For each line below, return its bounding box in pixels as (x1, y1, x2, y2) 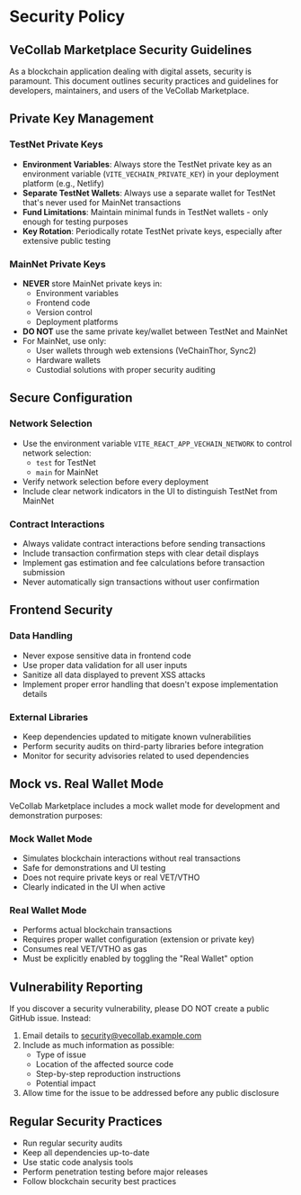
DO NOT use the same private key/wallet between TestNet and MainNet (22, 326, 288, 337)
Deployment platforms (35, 316, 119, 327)
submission (22, 566, 66, 577)
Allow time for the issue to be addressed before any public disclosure (22, 1088, 280, 1099)
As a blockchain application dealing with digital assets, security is (9, 66, 252, 77)
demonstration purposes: (9, 810, 103, 820)
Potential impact (35, 1078, 96, 1089)
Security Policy (9, 6, 126, 27)
